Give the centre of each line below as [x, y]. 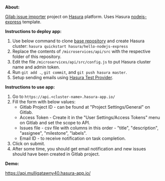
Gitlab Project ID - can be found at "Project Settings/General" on [85, 107]
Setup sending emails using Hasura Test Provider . [63, 77]
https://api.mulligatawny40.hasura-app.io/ [48, 173]
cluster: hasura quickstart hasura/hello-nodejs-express [70, 46]
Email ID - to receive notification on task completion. [73, 138]
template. [32, 22]
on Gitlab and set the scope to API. [55, 123]
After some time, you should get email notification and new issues [79, 149]
